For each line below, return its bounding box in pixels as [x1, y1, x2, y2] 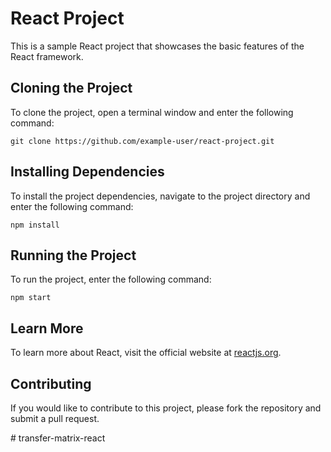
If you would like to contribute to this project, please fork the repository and [10, 402, 322, 414]
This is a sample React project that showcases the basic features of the [10, 40, 305, 52]
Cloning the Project [10, 80, 133, 97]
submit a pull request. [10, 413, 100, 424]
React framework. [10, 50, 84, 62]
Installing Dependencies [10, 163, 165, 181]
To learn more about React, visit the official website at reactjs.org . [10, 347, 282, 359]
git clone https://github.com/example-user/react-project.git [10, 136, 275, 146]
